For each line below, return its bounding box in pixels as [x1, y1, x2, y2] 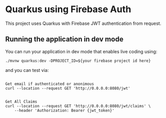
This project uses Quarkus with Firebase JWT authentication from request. [5, 20, 161, 26]
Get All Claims [5, 99, 38, 104]
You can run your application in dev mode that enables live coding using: [5, 48, 157, 54]
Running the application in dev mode [5, 35, 123, 44]
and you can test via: [5, 67, 49, 73]
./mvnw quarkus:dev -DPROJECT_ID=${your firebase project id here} [5, 58, 151, 63]
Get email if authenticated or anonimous [5, 81, 94, 87]
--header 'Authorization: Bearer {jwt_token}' [14, 108, 115, 113]
